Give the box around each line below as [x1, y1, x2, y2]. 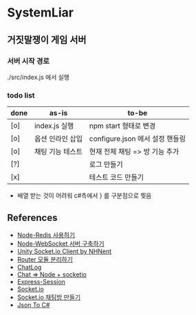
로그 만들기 [89, 160, 123, 170]
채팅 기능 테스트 [34, 147, 83, 156]
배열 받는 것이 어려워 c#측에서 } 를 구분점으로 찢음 [17, 191, 152, 200]
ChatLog [17, 263, 42, 271]
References [7, 211, 58, 224]
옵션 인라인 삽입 [34, 134, 83, 143]
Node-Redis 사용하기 [17, 231, 76, 239]
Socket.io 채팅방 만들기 [17, 293, 81, 301]
